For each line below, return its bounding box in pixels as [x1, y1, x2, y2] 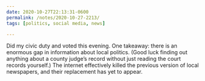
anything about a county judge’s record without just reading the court [6, 55, 181, 63]
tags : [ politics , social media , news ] [6, 20, 105, 26]
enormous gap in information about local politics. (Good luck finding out [6, 49, 188, 56]
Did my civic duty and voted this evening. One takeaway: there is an [6, 42, 177, 49]
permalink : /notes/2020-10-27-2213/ [6, 15, 100, 21]
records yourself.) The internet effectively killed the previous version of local [6, 62, 199, 69]
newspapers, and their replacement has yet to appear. [6, 68, 143, 76]
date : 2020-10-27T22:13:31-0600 [6, 9, 89, 15]
